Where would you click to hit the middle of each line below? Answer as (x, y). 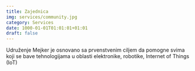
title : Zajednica (27, 11)
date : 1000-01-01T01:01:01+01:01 (47, 28)
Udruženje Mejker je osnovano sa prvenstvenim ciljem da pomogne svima (95, 50)
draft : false (22, 33)
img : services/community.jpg (42, 17)
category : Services (30, 22)
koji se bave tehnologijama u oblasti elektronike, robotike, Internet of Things (98, 56)
